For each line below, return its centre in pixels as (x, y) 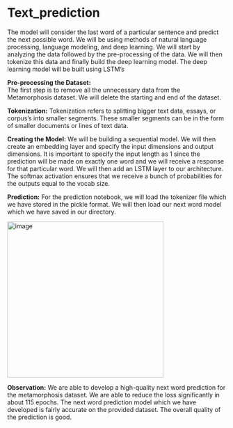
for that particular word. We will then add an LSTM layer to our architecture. (115, 168)
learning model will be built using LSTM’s (66, 69)
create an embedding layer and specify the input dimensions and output (111, 146)
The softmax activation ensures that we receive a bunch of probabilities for (115, 176)
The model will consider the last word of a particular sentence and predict (113, 32)
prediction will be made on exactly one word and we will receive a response (116, 161)
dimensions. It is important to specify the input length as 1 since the (104, 154)
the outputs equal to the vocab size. (58, 183)
